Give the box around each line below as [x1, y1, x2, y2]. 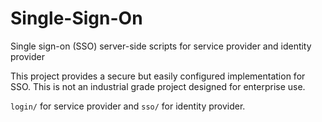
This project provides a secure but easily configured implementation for [10, 70, 306, 82]
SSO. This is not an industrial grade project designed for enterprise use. [10, 80, 306, 92]
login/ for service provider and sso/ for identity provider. [10, 100, 246, 112]
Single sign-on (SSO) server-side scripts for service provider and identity [10, 40, 312, 52]
